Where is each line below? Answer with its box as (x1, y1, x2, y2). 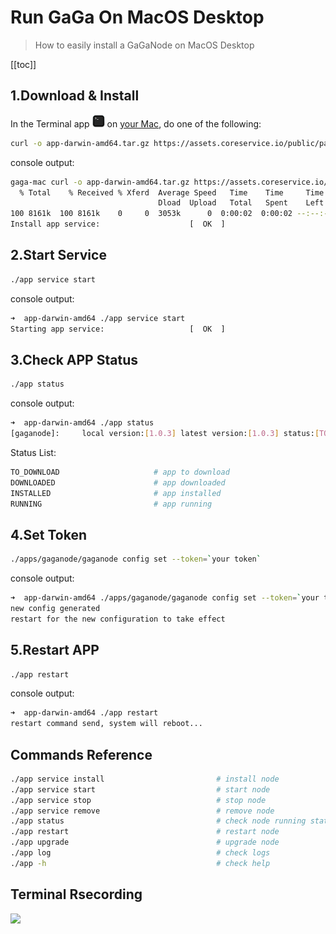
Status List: (10, 446, 57, 458)
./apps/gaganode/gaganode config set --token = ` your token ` (10, 554, 262, 565)
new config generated (10, 603, 101, 613)
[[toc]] (10, 58, 37, 70)
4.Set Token (10, 526, 87, 543)
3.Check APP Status (10, 351, 138, 368)
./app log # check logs (10, 848, 271, 858)
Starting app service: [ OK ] (10, 324, 226, 334)
